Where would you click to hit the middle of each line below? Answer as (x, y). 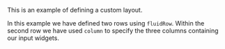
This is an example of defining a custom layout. (75, 10)
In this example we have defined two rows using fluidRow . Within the (106, 23)
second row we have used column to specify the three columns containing (113, 31)
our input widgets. (33, 38)
